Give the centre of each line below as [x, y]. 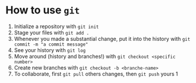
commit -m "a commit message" [51, 44]
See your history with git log [50, 50]
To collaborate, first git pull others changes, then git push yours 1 [96, 74]
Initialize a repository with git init [57, 26]
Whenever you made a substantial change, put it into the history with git [102, 39]
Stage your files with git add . [52, 32]
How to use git [43, 10]
